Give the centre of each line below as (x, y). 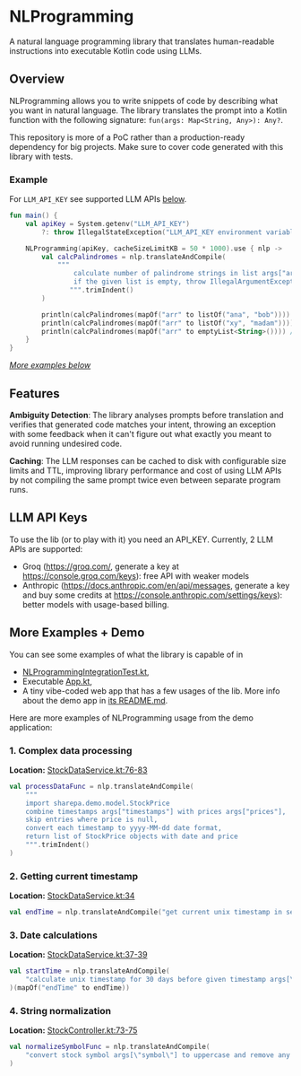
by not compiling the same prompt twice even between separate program (145, 480)
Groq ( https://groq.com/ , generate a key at (100, 566)
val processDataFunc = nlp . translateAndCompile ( (102, 786)
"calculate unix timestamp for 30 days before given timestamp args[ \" (162, 980)
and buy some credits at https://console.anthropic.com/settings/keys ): (152, 595)
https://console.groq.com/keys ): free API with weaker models (135, 575)
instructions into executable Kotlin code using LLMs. (106, 50)
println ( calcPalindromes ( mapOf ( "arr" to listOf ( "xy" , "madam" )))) (168, 323)
